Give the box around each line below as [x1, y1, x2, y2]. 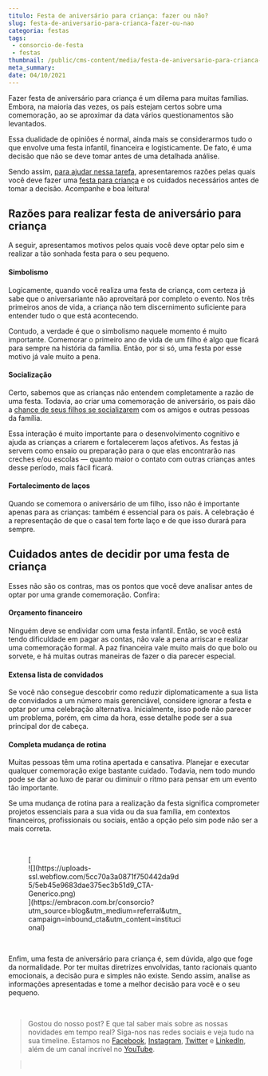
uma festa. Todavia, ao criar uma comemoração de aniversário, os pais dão [8, 396, 256, 406]
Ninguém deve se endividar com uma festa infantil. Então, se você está [8, 626, 242, 636]
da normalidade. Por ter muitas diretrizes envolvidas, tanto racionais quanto [8, 962, 258, 972]
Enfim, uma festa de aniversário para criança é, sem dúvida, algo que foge [8, 954, 254, 964]
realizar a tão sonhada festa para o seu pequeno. [8, 249, 170, 258]
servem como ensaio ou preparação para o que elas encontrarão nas [8, 446, 236, 455]
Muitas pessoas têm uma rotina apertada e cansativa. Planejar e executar [8, 758, 250, 767]
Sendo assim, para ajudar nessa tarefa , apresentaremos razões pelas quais [8, 166, 256, 176]
